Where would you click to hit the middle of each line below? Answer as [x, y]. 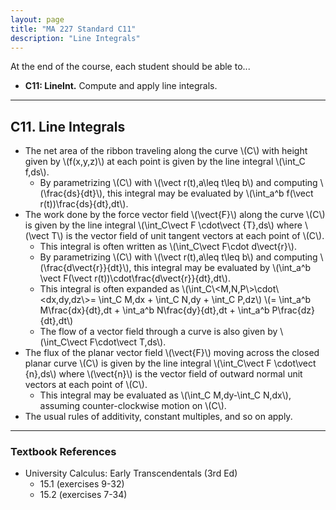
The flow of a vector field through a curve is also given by [158, 332]
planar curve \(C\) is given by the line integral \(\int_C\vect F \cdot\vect [170, 363]
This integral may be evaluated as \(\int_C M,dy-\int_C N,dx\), [165, 395]
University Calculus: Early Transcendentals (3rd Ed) [131, 473]
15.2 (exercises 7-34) [83, 495]
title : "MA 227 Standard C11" [73, 29]
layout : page [37, 19]
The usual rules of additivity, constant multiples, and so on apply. [158, 417]
